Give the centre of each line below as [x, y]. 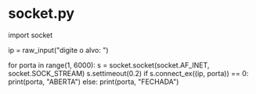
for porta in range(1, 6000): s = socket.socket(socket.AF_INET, [109, 65]
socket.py [41, 14]
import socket [31, 35]
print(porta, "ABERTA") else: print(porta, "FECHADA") [94, 82]
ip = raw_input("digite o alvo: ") [58, 50]
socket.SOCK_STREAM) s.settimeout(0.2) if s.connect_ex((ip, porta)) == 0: [128, 73]
